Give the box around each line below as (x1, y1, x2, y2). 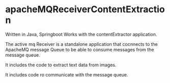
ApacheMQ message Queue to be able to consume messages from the (5, 46, 154, 52)
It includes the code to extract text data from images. (5, 62, 117, 68)
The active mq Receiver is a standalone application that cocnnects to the (5, 41, 158, 47)
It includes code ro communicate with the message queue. (5, 71, 128, 77)
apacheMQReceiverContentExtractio (5, 4, 165, 15)
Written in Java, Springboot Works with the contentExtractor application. (5, 31, 157, 37)
